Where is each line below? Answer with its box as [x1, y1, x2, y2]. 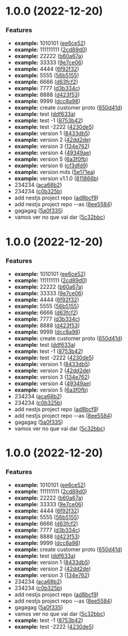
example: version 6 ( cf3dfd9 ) [14, 162, 88, 169]
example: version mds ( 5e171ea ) [14, 169, 95, 176]
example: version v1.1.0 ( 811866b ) [14, 175, 99, 182]
